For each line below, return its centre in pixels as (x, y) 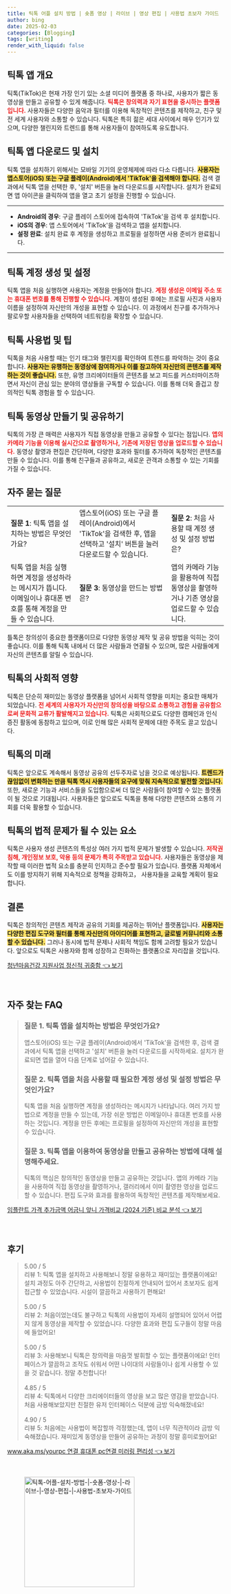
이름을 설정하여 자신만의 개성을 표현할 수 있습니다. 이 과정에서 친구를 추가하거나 (113, 308)
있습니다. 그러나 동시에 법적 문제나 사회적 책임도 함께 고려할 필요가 (110, 942)
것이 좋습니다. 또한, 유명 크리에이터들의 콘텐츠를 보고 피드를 (99, 375)
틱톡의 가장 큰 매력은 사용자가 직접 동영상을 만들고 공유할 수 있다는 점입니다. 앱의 (115, 435)
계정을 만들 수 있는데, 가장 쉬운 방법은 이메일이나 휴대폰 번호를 (126, 1115)
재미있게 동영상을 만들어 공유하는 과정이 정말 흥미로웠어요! (139, 1437)
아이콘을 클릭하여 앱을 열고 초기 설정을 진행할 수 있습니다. (99, 195)
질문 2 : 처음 (189, 518)
